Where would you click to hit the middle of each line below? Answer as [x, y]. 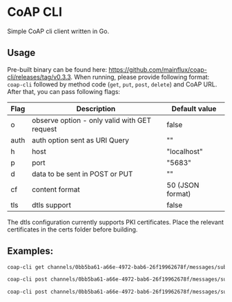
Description [96, 108]
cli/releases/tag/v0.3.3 [39, 77]
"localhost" [185, 151]
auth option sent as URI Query [80, 140]
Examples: [30, 251]
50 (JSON [183, 185]
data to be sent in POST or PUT [83, 173]
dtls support [51, 205]
